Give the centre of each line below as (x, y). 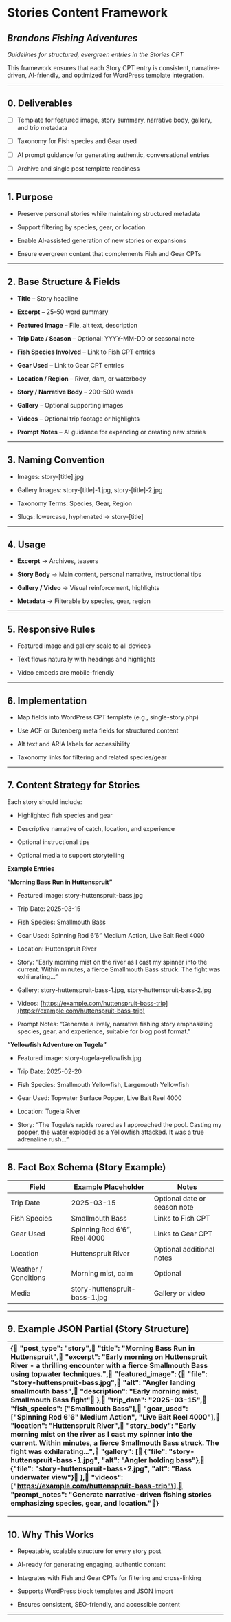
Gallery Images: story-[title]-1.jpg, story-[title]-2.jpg (90, 489)
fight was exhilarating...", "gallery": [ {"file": (89, 1452)
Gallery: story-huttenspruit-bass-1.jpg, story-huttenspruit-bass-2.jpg (114, 990)
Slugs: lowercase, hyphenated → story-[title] (80, 516)
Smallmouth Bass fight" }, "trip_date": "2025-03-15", (107, 1400)
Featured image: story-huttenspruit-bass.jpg (80, 895)
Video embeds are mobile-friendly (66, 673)
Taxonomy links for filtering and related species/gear (92, 757)
